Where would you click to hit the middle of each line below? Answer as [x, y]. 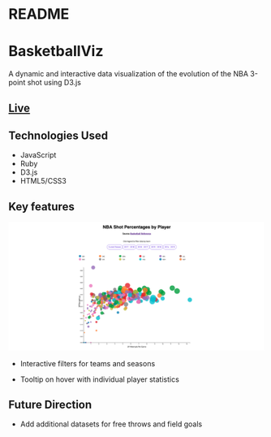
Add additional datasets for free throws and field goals [111, 424]
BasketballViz [56, 52]
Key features [41, 207]
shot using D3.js [54, 83]
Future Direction [50, 405]
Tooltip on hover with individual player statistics [100, 379]
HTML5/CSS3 [43, 181]
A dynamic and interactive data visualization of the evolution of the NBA [129, 74]
